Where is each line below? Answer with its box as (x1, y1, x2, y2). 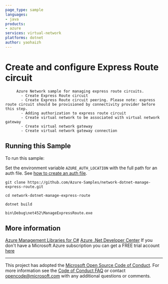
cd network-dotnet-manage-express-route (5, 193, 91, 198)
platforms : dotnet (5, 36, 43, 41)
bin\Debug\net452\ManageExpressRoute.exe (5, 210, 93, 215)
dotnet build (5, 201, 32, 207)
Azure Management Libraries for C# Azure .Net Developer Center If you (5, 237, 153, 243)
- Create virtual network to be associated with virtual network (20, 115, 160, 120)
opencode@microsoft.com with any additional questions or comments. (5, 273, 151, 279)
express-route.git (5, 184, 43, 189)
